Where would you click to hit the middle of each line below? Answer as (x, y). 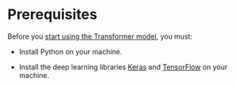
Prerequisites (53, 15)
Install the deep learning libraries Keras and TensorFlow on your (123, 67)
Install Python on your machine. (70, 51)
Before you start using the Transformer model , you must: (100, 36)
